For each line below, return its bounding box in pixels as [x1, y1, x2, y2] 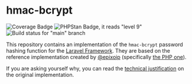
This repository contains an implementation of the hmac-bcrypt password [6, 41, 183, 48]
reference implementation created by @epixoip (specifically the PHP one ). [6, 53, 187, 60]
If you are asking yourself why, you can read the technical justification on [6, 64, 184, 72]
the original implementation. [6, 71, 74, 78]
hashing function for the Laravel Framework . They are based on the [6, 47, 170, 54]
